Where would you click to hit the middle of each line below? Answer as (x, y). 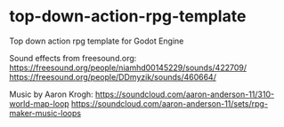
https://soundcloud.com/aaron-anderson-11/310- (184, 94)
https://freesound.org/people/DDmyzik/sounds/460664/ (113, 76)
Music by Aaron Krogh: (51, 94)
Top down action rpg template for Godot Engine (97, 41)
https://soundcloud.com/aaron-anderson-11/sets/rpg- (170, 103)
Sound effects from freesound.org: (73, 58)
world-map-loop (39, 103)
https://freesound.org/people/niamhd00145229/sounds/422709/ (128, 67)
